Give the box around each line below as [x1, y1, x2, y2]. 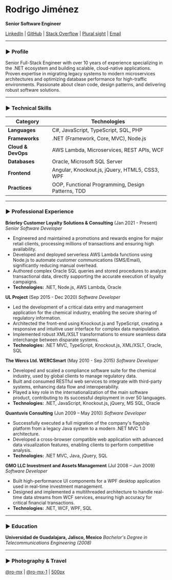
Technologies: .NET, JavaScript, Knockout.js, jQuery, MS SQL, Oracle [12, 400, 160, 406]
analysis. [12, 447, 32, 453]
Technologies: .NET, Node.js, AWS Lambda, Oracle [12, 284, 122, 290]
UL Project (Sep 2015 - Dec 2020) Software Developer [5, 294, 121, 300]
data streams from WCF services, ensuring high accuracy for [23, 494, 153, 500]
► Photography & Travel [5, 557, 67, 565]
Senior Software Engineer [5, 20, 61, 27]
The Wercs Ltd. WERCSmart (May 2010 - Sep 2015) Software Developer [5, 357, 159, 363]
